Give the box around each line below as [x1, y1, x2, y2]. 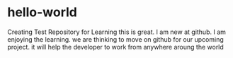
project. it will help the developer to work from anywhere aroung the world [7, 42, 225, 51]
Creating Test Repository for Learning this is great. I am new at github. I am [7, 28, 227, 36]
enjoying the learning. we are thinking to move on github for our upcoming [7, 35, 225, 43]
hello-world [7, 4, 78, 21]
